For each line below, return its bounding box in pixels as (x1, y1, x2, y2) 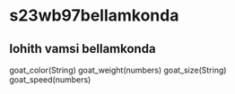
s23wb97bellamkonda (9, 5, 179, 26)
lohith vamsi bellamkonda (9, 41, 156, 56)
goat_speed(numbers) (9, 74, 91, 85)
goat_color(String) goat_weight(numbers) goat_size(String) (9, 64, 227, 75)
